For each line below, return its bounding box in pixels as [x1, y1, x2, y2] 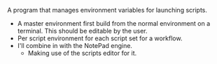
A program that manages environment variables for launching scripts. [7, 6, 208, 14]
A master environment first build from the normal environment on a [17, 19, 211, 27]
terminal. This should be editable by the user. [17, 27, 148, 35]
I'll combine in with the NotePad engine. [17, 42, 133, 49]
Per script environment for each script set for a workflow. [17, 34, 183, 42]
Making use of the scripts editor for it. [27, 49, 137, 57]
